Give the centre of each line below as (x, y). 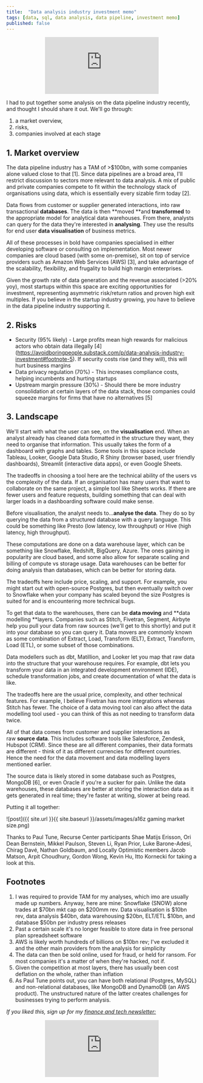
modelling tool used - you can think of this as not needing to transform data (101, 713)
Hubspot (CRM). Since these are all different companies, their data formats (100, 745)
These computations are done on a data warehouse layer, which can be (95, 544)
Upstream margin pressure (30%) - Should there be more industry (98, 385)
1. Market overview (43, 153)
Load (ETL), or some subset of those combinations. (70, 645)
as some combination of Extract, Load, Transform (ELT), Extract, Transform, (101, 639)
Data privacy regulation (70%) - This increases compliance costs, (97, 372)
